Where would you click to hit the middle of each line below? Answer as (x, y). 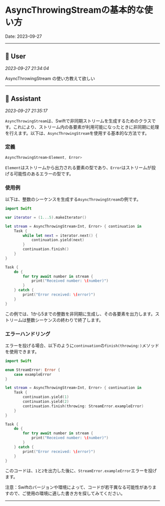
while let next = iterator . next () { (60, 236)
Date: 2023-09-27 (24, 36)
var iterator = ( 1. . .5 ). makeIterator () (46, 217)
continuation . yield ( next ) (58, 240)
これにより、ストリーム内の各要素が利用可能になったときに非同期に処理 (86, 127)
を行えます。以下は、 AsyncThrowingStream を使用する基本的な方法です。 (77, 133)
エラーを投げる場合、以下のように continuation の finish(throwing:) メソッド (82, 345)
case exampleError (33, 374)
